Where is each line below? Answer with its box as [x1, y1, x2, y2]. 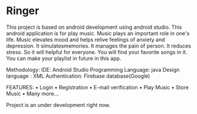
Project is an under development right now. [6, 101, 111, 108]
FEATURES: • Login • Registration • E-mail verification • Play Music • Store [6, 83, 189, 90]
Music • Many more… [6, 90, 59, 97]
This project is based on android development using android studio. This [6, 24, 182, 31]
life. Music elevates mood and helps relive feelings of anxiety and [6, 36, 165, 43]
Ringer [6, 4, 40, 18]
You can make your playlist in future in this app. [6, 55, 122, 62]
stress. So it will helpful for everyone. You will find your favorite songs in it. [6, 48, 188, 55]
